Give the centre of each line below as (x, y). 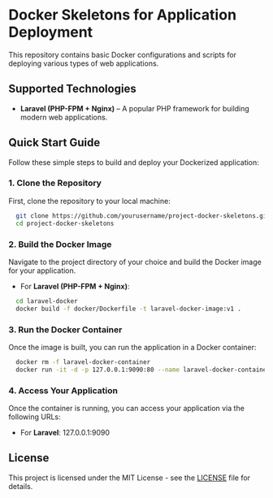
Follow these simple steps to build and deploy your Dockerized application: (134, 162)
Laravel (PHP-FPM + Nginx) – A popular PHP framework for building (134, 108)
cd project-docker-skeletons (65, 223)
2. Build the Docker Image (60, 244)
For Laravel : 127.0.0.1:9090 (65, 433)
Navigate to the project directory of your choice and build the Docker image (135, 262)
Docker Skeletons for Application (123, 15)
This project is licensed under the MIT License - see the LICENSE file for (129, 478)
